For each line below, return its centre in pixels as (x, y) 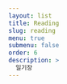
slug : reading (32, 30)
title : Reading (34, 23)
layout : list (30, 16)
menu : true (27, 38)
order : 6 (23, 53)
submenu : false (34, 46)
